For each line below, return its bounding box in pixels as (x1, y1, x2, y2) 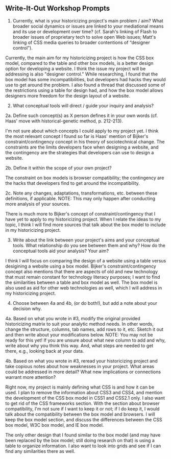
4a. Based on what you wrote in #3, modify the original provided (5, 315, 140, 321)
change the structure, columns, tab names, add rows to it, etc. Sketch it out (5, 326, 164, 332)
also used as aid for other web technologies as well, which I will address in (5, 284, 162, 291)
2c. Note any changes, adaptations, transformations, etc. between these (5, 190, 158, 196)
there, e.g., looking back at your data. (5, 348, 84, 354)
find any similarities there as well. (5, 448, 76, 454)
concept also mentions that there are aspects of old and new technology (5, 268, 158, 275)
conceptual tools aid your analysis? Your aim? (12, 248, 109, 254)
